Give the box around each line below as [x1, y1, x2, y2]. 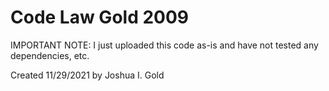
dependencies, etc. [10, 49, 90, 61]
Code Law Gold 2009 [10, 6, 190, 29]
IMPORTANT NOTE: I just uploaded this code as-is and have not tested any [10, 39, 319, 51]
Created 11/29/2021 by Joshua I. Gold [10, 69, 165, 81]
